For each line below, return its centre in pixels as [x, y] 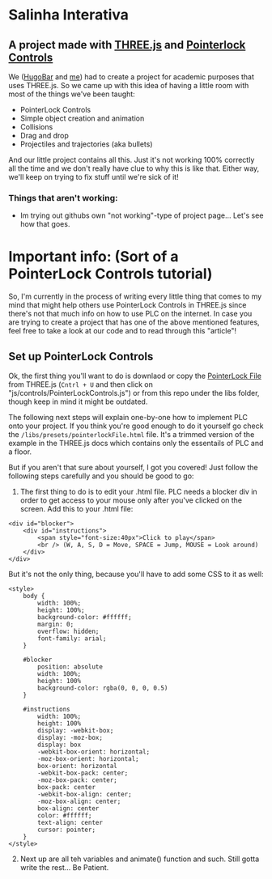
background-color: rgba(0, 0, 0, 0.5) [103, 688]
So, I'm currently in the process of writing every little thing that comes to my [135, 296]
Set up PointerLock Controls [81, 357]
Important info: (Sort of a [93, 257]
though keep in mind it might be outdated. [78, 401]
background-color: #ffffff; [85, 618]
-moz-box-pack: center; [77, 780]
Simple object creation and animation [82, 118]
